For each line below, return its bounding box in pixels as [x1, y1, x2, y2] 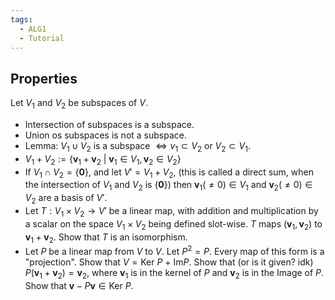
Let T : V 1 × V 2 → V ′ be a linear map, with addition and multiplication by [24, 204, 319, 219]
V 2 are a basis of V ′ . [24, 192, 108, 206]
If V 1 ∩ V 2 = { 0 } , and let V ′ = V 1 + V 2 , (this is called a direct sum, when [24, 166, 314, 180]
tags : [10, 14, 33, 25]
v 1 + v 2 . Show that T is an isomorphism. [24, 231, 188, 245]
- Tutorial [19, 33, 65, 43]
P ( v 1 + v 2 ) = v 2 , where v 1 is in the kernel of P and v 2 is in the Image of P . [24, 267, 325, 281]
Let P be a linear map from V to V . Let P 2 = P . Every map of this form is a [24, 244, 325, 258]
